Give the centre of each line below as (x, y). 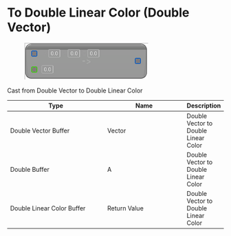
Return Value (126, 208)
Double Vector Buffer (40, 130)
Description (204, 106)
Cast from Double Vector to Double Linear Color (75, 90)
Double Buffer (30, 169)
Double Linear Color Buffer (48, 208)
